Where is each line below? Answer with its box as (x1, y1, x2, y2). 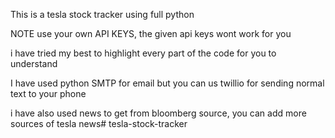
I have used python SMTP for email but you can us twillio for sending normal (10, 77, 325, 89)
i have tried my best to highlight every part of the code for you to (10, 47, 277, 59)
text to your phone (10, 88, 87, 99)
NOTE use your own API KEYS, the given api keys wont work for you (10, 28, 292, 39)
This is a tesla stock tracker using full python (10, 9, 195, 20)
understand (10, 58, 58, 69)
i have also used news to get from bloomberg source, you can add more (10, 107, 307, 119)
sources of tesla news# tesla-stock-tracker (10, 118, 188, 129)
